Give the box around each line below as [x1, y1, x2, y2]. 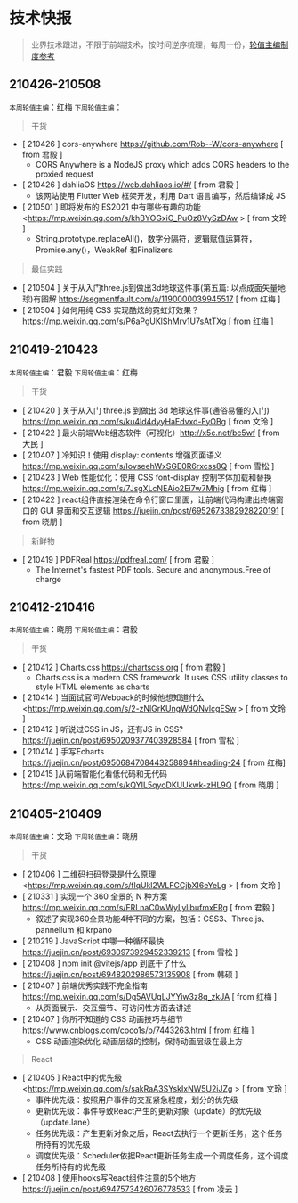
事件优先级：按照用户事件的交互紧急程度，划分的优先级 [35, 1094, 238, 1106]
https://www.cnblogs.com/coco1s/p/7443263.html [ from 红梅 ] [21, 1025, 254, 1035]
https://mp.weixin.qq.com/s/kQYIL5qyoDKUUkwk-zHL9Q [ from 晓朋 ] [21, 779, 279, 790]
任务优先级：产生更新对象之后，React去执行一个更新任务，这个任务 [35, 1128, 283, 1139]
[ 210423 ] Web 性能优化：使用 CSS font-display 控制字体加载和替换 [21, 472, 272, 482]
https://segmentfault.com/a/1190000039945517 [58, 293, 234, 304]
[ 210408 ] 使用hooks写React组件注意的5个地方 [21, 1173, 197, 1183]
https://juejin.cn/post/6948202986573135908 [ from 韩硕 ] [21, 969, 238, 980]
